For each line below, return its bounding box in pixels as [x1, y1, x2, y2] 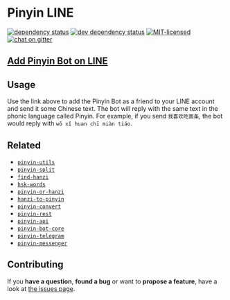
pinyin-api [17, 218, 49, 224]
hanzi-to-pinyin [17, 195, 64, 202]
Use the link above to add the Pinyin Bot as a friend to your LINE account [7, 97, 215, 105]
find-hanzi [17, 173, 49, 181]
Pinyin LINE [7, 5, 74, 21]
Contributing [7, 258, 64, 271]
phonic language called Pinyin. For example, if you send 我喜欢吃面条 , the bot [7, 112, 223, 121]
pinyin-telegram [17, 232, 64, 240]
